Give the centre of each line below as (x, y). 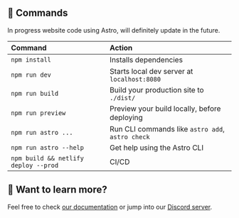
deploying (127, 117)
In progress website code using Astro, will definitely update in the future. (114, 30)
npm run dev (31, 75)
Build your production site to (157, 89)
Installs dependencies (147, 60)
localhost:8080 (136, 79)
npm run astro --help (47, 147)
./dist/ (123, 98)
